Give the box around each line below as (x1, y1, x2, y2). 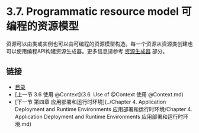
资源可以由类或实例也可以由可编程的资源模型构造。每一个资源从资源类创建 (6, 40, 188, 47)
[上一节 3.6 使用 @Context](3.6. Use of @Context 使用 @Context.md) (14, 90, 184, 98)
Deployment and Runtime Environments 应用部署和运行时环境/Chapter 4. (14, 105, 192, 112)
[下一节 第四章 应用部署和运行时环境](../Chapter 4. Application (14, 98, 166, 105)
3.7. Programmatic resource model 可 (6, 5, 192, 18)
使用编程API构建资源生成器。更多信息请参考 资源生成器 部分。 (16, 47, 168, 54)
